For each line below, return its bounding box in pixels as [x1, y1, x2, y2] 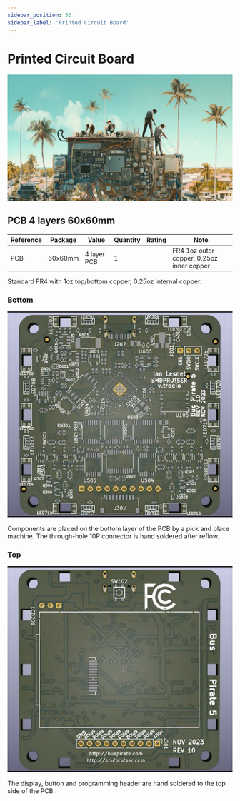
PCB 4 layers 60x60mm [7, 215, 116, 227]
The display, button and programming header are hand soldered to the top [7, 779, 226, 787]
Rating [146, 236, 166, 244]
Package [49, 236, 77, 244]
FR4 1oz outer [172, 246, 214, 255]
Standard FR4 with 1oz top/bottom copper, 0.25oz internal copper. [7, 277, 202, 286]
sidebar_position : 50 [7, 11, 72, 19]
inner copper [172, 261, 211, 270]
